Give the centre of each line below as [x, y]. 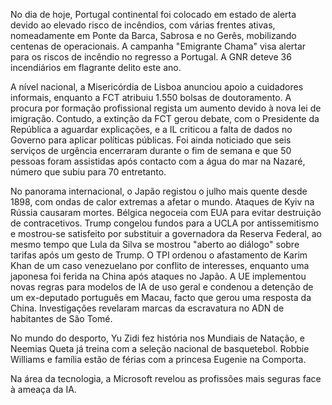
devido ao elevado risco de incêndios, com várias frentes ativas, [143, 25]
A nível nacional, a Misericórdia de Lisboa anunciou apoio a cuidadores [157, 87]
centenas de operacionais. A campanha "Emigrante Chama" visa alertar [158, 46]
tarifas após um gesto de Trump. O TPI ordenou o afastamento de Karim [159, 255]
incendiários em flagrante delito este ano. [96, 67]
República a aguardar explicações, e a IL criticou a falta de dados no [151, 129]
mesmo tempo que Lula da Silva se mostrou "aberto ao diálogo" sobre [155, 244]
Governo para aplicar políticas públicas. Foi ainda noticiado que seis [151, 140]
